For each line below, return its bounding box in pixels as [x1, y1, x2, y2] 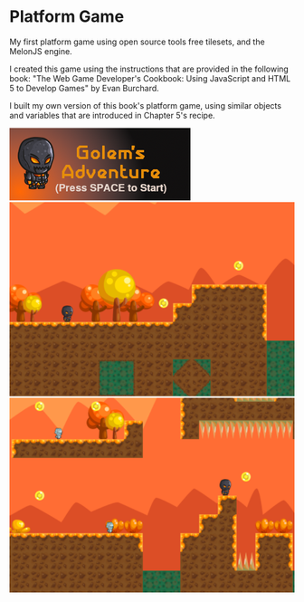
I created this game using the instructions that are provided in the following [9, 63, 290, 74]
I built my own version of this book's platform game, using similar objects [9, 100, 282, 110]
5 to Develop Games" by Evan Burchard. [9, 82, 160, 93]
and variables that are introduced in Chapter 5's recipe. [9, 110, 215, 120]
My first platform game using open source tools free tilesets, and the [9, 36, 265, 47]
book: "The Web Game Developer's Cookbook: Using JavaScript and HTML [9, 72, 291, 83]
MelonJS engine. [9, 45, 72, 56]
